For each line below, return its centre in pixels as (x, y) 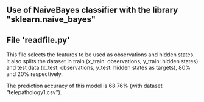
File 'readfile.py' (38, 40)
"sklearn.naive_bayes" (51, 20)
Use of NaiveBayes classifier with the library (92, 10)
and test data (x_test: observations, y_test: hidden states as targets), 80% (98, 68)
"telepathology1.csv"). (34, 92)
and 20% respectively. (34, 74)
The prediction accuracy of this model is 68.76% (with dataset (84, 86)
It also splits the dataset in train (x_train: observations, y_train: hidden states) (102, 61)
